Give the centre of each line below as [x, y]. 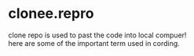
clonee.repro [51, 14]
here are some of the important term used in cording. [94, 43]
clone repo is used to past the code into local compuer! [97, 35]
